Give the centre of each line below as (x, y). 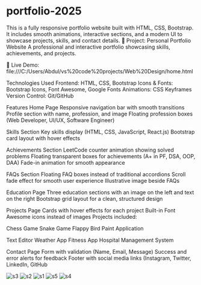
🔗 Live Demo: (23, 65)
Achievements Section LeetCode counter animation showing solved (90, 150)
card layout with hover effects (43, 138)
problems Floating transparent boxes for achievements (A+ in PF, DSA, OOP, (101, 156)
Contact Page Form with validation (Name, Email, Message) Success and (97, 251)
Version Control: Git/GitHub (40, 96)
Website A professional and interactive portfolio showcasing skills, (88, 47)
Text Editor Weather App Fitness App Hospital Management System (90, 240)
